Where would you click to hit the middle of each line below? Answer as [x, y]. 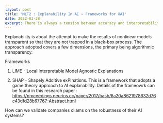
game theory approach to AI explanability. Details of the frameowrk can [83, 86]
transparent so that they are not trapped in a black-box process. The [73, 42]
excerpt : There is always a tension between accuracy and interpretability [83, 23]
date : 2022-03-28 [23, 18]
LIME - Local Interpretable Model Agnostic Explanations [68, 71]
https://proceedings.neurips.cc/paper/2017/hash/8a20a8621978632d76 [84, 96]
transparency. [19, 52]
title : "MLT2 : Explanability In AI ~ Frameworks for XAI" [66, 14]
